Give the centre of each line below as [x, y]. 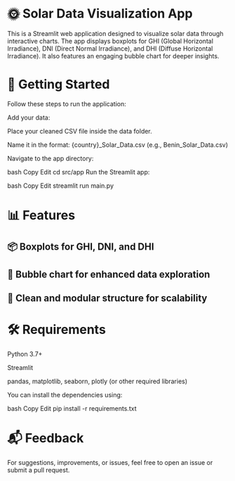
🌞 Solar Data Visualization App [100, 14]
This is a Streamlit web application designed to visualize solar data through [115, 33]
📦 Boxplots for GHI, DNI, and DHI [81, 247]
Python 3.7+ [25, 354]
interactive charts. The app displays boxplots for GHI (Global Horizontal [110, 41]
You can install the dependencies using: [65, 395]
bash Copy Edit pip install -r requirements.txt [72, 409]
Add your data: [29, 117]
